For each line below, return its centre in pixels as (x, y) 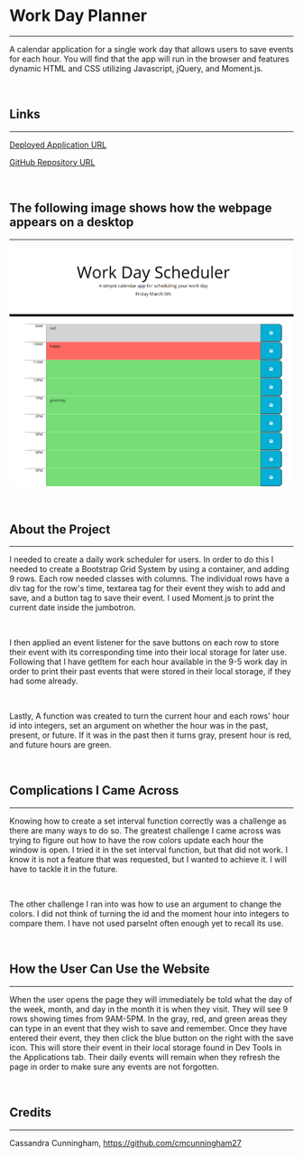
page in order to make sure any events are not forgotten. (114, 1067)
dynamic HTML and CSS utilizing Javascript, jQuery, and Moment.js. (136, 68)
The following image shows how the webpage (141, 208)
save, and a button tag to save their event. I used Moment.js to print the (142, 598)
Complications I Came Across (94, 790)
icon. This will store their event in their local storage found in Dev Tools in (146, 1047)
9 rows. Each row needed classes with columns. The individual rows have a (150, 578)
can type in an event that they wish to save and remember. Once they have (148, 1028)
